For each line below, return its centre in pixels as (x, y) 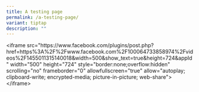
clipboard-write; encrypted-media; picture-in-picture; (72, 77)
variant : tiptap (26, 23)
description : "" (26, 28)
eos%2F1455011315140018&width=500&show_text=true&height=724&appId (99, 58)
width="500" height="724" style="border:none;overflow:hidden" (90, 65)
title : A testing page (34, 12)
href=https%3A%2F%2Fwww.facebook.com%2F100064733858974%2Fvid (100, 52)
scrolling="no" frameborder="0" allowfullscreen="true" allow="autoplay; (96, 71)
